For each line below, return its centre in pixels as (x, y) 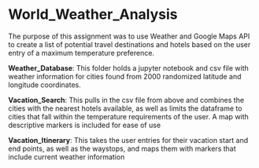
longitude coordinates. (44, 85)
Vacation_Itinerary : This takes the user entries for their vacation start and (128, 140)
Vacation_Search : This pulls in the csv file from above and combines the (126, 100)
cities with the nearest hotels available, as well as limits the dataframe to (125, 108)
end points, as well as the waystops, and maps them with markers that (122, 148)
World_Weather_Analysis (93, 15)
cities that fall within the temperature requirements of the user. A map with (129, 116)
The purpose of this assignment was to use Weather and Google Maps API (129, 36)
